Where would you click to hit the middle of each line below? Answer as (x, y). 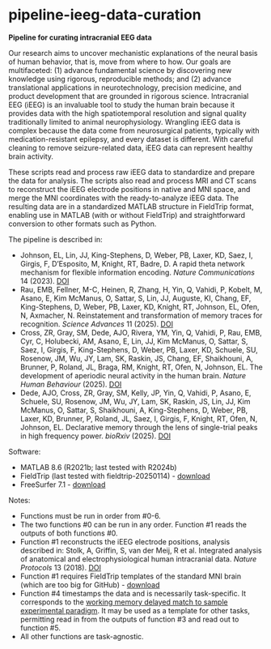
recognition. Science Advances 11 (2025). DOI (97, 324)
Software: (25, 451)
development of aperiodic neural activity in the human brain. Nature (133, 375)
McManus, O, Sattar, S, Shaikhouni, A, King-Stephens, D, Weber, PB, (134, 410)
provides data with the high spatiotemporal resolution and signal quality (127, 113)
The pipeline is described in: (55, 239)
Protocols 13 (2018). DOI (60, 567)
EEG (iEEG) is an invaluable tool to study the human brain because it (122, 105)
